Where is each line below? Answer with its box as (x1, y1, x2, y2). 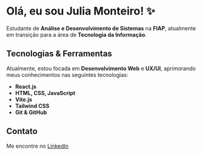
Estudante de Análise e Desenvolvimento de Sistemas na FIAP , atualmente (6, 24, 196, 31)
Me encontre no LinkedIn (6, 142, 69, 150)
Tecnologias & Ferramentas (6, 48, 112, 59)
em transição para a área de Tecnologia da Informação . (6, 31, 147, 38)
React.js (15, 83, 37, 90)
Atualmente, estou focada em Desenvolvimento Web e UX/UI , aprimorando (6, 65, 196, 72)
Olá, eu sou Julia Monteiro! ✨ (6, 4, 156, 18)
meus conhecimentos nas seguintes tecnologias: (6, 71, 129, 78)
